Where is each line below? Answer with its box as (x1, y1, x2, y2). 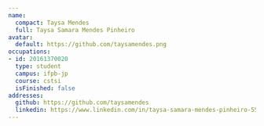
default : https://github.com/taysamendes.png (15, 41, 167, 49)
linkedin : (15, 106, 47, 114)
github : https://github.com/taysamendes (15, 99, 149, 106)
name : (8, 11, 26, 20)
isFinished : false (15, 84, 76, 92)
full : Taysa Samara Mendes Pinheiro (15, 26, 135, 34)
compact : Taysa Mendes (15, 19, 90, 27)
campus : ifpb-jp (15, 70, 68, 77)
